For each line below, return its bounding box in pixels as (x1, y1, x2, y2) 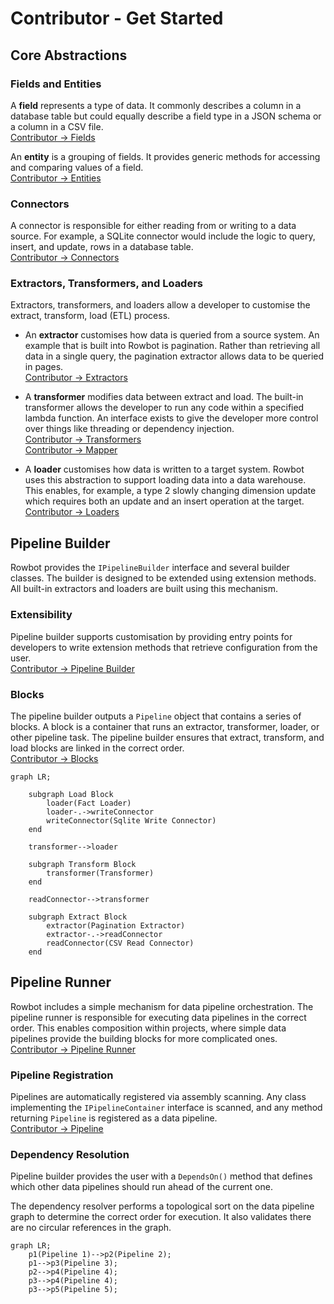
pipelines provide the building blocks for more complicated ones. (10, 1032, 278, 1044)
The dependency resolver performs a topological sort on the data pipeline (10, 1200, 315, 1212)
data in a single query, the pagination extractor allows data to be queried (24, 350, 325, 362)
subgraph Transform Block (28, 859, 137, 869)
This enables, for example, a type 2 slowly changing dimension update (24, 485, 317, 497)
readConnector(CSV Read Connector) (46, 938, 195, 948)
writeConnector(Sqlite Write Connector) (46, 815, 217, 826)
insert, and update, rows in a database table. (10, 241, 194, 253)
